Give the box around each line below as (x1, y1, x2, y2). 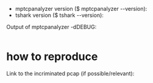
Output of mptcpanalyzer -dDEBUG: (6, 24, 97, 30)
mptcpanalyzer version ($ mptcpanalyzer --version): (15, 5, 148, 12)
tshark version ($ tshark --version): (15, 12, 104, 19)
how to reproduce (6, 50, 98, 64)
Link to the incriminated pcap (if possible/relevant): (6, 70, 135, 77)
